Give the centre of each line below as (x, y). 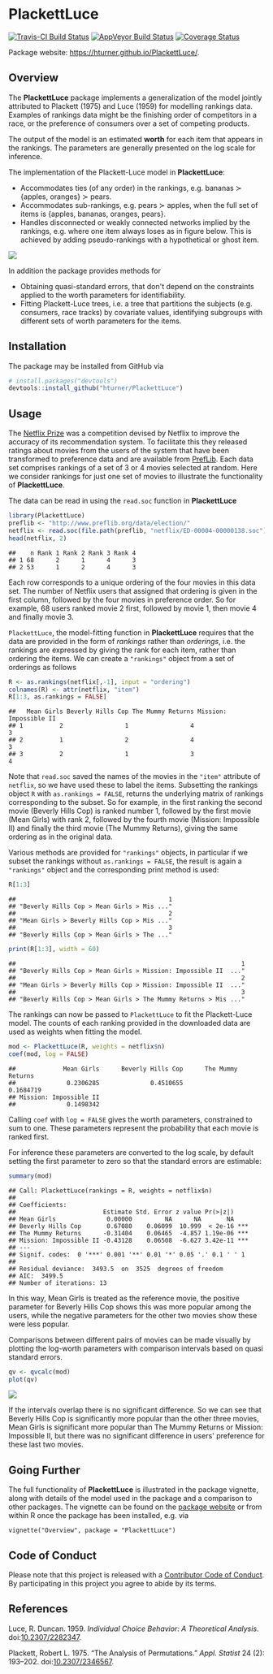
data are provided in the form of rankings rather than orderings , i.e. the (127, 641)
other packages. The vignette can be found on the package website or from (135, 1507)
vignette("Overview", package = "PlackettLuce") (92, 1531)
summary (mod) (30, 1176)
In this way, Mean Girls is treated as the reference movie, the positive (124, 1298)
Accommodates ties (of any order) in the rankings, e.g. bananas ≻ (131, 188)
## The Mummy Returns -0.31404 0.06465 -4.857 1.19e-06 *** (129, 1233)
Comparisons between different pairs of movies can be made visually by (130, 1339)
